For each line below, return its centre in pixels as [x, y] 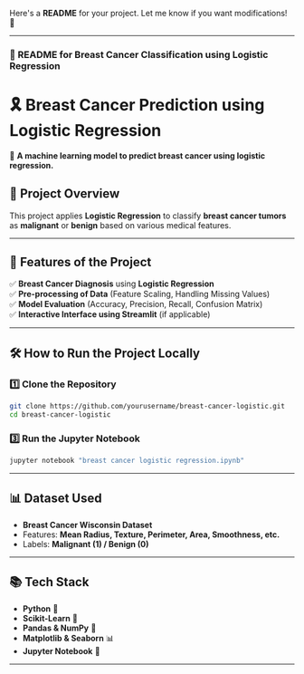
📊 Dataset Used [56, 499]
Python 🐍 [40, 608]
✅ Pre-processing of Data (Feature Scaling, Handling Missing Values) [140, 294]
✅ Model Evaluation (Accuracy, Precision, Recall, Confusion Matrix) [136, 304]
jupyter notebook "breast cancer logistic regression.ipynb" [127, 461]
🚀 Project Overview [65, 194]
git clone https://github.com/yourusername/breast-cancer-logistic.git [147, 407]
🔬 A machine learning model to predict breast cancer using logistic [137, 155]
